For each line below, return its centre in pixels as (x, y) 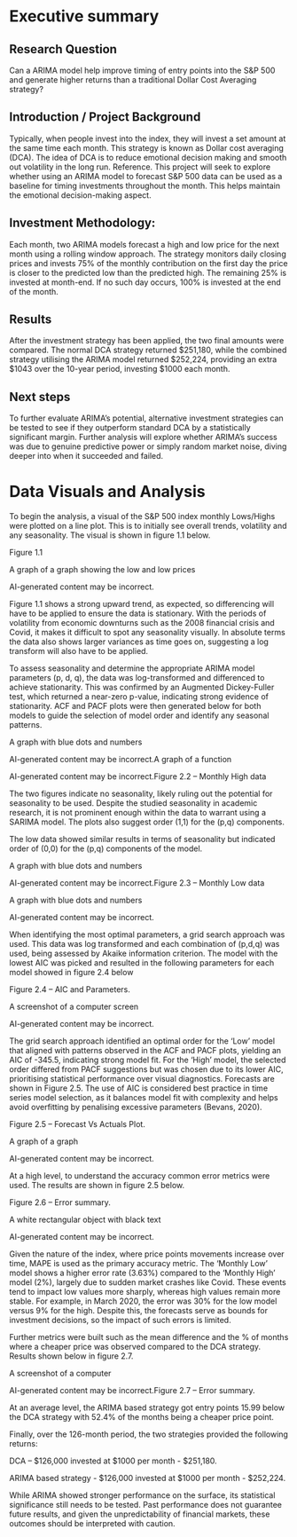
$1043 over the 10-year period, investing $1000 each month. (120, 369)
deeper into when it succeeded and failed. (86, 456)
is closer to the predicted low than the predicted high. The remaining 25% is (148, 272)
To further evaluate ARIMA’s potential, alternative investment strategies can (146, 418)
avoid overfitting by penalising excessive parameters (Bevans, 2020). (136, 1107)
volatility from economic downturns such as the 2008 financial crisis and (142, 623)
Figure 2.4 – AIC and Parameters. (70, 989)
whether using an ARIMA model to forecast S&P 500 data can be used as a (146, 176)
